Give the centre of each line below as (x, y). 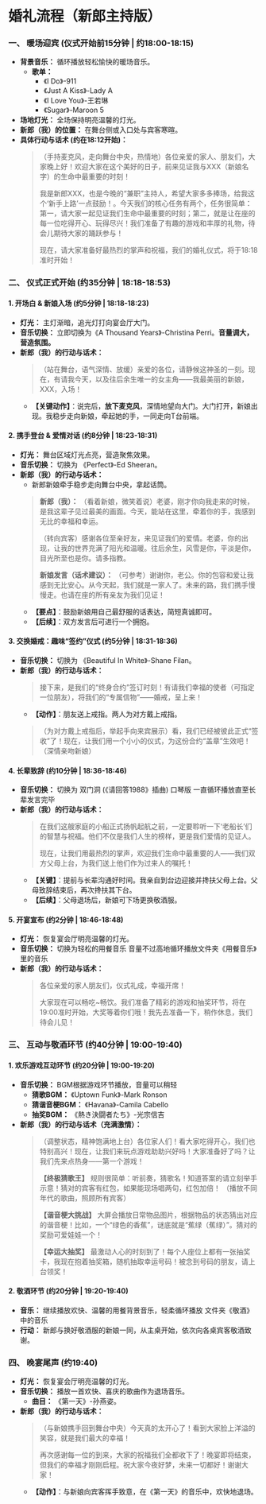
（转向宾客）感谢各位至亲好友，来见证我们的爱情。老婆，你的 (141, 538)
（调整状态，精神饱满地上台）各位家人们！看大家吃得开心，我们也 (147, 1141)
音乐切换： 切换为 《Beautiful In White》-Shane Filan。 (108, 661)
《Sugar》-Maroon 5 (74, 110)
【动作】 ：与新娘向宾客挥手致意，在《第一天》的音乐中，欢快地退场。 (145, 1492)
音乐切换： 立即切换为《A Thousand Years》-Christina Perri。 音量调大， (137, 332)
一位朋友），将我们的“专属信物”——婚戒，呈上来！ (121, 697)
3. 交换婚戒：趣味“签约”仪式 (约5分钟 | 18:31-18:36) (93, 642)
